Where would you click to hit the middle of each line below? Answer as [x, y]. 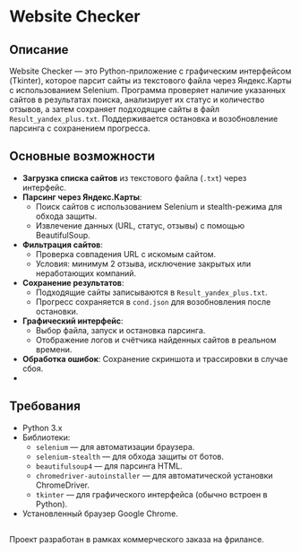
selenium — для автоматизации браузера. [115, 446]
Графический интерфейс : [73, 321]
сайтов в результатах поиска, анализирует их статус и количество [137, 99]
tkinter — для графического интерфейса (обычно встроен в [151, 494]
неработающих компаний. [86, 273]
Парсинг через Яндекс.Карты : [82, 197]
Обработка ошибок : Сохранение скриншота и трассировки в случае [155, 359]
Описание [39, 50]
